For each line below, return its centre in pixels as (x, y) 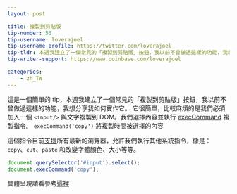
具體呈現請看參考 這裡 (38, 183)
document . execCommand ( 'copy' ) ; (53, 169)
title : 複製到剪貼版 (34, 26)
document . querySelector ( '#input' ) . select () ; (74, 162)
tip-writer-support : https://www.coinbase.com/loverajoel (94, 59)
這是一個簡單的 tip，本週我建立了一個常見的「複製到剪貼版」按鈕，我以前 (114, 99)
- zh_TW (31, 78)
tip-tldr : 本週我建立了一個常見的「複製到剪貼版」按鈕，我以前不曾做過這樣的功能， (115, 53)
